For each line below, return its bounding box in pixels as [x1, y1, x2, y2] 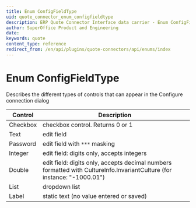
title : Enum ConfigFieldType [6, 8, 77, 15]
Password [9, 139, 37, 147]
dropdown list [43, 182, 80, 191]
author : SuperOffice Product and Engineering [6, 24, 118, 31]
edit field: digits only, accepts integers [43, 149, 147, 157]
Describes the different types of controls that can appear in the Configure [6, 91, 183, 98]
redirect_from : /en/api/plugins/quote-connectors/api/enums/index [6, 47, 171, 52]
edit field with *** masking [43, 139, 115, 147]
